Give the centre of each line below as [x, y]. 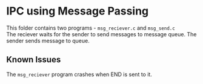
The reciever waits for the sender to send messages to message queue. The [101, 34]
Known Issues [34, 60]
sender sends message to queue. [48, 40]
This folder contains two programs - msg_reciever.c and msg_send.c [91, 28]
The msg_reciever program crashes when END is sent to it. [79, 74]
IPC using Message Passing [78, 11]
